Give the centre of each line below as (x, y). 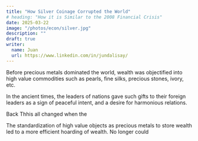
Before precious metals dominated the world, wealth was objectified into (94, 72)
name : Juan (25, 50)
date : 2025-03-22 (27, 22)
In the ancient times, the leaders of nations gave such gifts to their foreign (96, 96)
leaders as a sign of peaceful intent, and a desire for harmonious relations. (97, 102)
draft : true (21, 39)
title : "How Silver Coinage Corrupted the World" (69, 12)
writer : (16, 45)
